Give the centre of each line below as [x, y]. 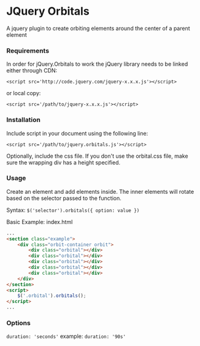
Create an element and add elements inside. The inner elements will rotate [100, 191]
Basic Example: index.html [40, 221]
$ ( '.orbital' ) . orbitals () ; [52, 296]
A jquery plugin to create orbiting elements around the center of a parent [98, 28]
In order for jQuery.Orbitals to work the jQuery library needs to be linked [97, 64]
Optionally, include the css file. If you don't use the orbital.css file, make [97, 156]
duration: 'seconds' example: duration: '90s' [66, 336]
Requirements [28, 50]
